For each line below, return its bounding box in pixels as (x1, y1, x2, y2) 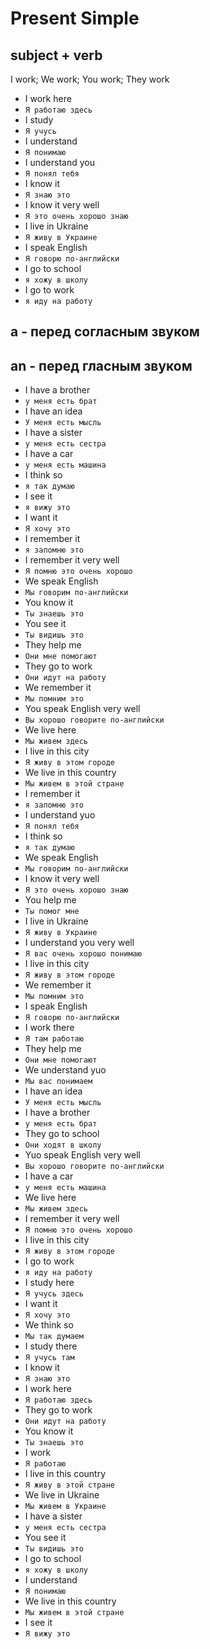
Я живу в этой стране (24, 1480, 115, 1491)
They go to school (24, 1128, 100, 1140)
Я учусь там (24, 1353, 75, 1363)
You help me (24, 894, 77, 906)
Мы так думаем (24, 1332, 84, 1342)
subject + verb (10, 47, 103, 64)
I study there (24, 1340, 78, 1352)
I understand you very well (24, 937, 135, 949)
